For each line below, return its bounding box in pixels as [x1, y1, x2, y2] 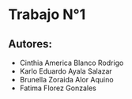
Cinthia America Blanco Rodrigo [19, 58, 124, 67]
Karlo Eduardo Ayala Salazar [19, 67, 112, 76]
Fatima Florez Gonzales [19, 83, 96, 93]
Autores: [8, 37, 53, 51]
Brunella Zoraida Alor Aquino [19, 75, 114, 84]
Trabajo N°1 [8, 6, 86, 24]
